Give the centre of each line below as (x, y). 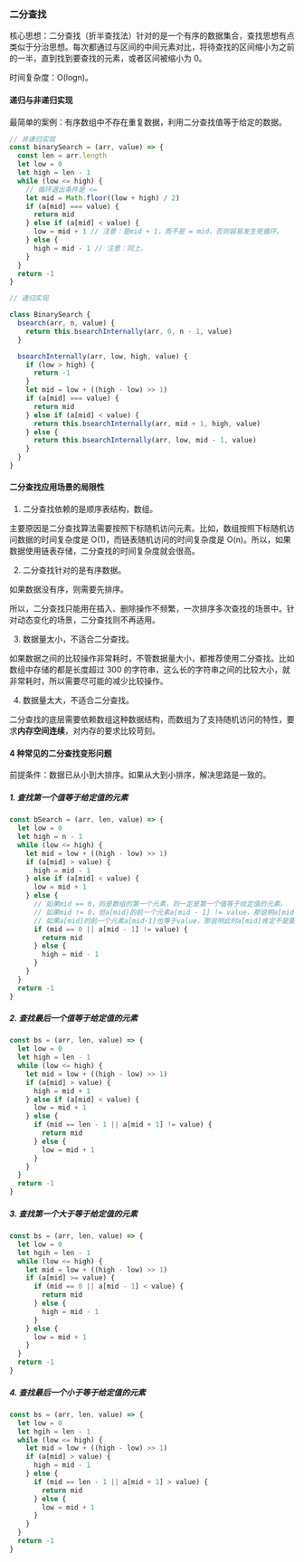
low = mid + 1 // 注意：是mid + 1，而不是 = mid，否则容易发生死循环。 (158, 232)
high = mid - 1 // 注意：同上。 (90, 248)
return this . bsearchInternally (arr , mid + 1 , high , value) (147, 424)
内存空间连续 (41, 731)
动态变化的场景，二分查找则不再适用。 (88, 620)
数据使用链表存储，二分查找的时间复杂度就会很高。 (104, 551)
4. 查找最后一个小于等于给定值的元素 (78, 1392)
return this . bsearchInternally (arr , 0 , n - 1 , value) (129, 331)
